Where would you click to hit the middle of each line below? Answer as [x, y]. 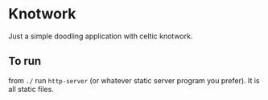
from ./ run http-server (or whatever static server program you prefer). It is [134, 80]
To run [25, 61]
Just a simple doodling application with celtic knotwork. [101, 36]
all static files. [31, 89]
